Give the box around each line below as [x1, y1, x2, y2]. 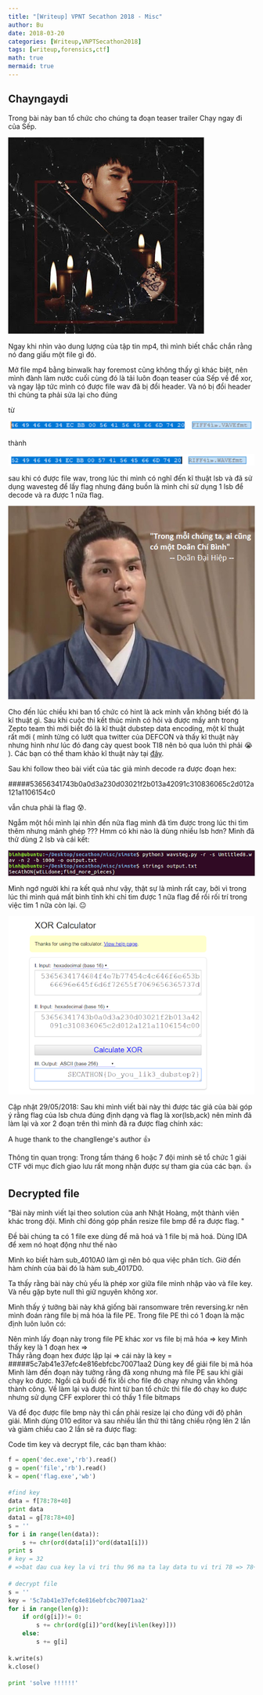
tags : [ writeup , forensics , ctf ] [8, 46, 110, 54]
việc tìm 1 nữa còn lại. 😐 [8, 900, 87, 910]
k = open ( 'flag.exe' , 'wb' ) [8, 1472, 96, 1480]
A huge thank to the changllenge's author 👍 [8, 1134, 151, 1144]
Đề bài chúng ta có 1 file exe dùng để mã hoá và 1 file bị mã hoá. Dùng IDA [8, 1231, 248, 1240]
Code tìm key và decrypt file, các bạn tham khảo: [8, 1439, 167, 1448]
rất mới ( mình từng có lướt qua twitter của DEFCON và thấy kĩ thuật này [8, 732, 239, 741]
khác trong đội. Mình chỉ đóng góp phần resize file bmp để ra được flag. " [8, 1216, 245, 1226]
